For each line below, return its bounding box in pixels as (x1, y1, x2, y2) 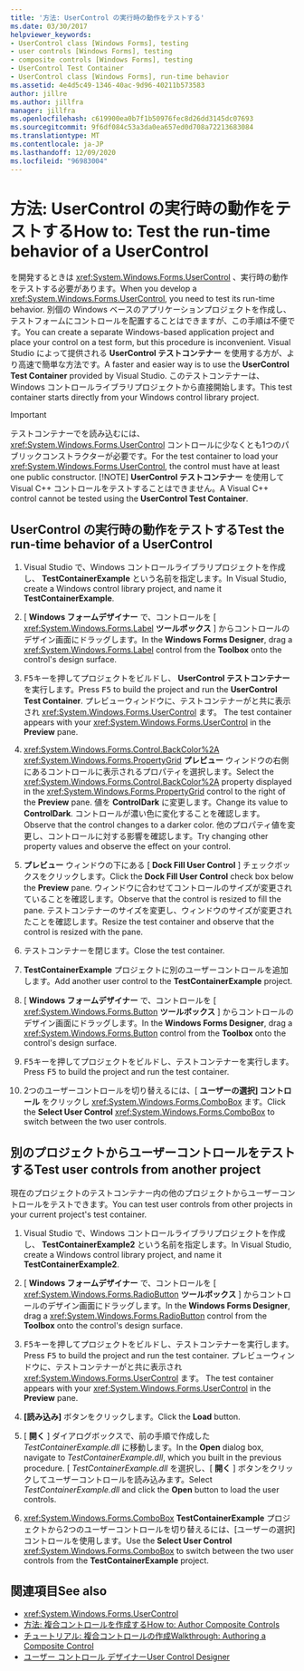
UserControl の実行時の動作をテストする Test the (10, 522, 285, 537)
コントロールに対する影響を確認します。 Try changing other (47, 831, 269, 842)
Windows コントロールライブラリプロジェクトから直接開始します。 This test (10, 382, 293, 392)
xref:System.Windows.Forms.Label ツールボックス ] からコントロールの (23, 623, 290, 634)
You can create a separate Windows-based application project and (24, 327, 275, 338)
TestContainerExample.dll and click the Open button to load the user (23, 1484, 280, 1495)
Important (10, 410, 47, 420)
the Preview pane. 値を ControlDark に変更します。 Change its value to (23, 797, 289, 807)
